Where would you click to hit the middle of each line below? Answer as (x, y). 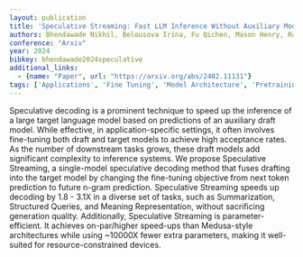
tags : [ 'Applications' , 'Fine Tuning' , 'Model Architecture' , (129, 85)
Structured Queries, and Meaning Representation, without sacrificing (137, 206)
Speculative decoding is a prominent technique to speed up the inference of (151, 110)
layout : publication (48, 18)
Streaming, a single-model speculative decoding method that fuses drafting (150, 168)
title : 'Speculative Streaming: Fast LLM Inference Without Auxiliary (145, 26)
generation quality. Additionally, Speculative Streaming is (115, 216)
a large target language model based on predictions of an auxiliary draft (142, 120)
